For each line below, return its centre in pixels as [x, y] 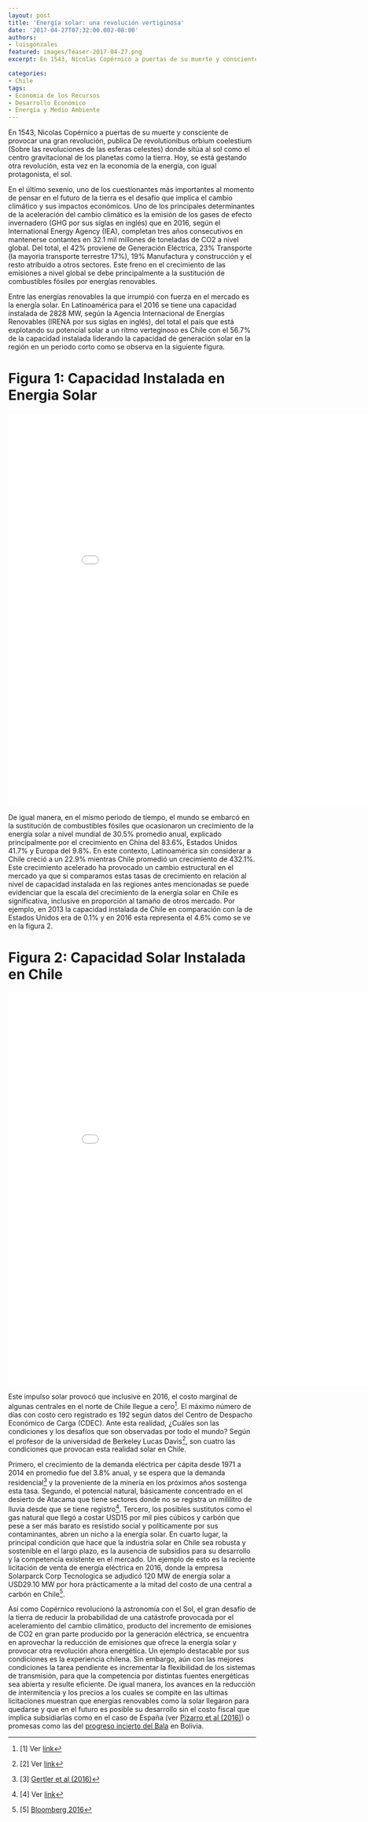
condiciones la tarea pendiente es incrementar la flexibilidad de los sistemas [132, 1668]
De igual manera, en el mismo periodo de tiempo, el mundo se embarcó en [129, 817]
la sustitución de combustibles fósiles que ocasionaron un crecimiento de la [131, 826]
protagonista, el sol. [40, 175]
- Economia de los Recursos [54, 95]
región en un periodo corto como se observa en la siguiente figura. [117, 347]
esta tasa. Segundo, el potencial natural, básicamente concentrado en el [125, 1491]
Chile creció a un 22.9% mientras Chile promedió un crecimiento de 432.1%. [132, 859]
